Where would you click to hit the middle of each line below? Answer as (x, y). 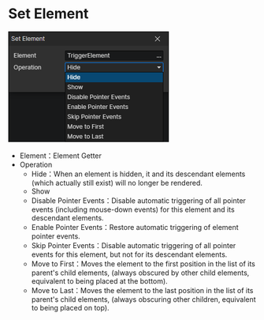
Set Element (48, 14)
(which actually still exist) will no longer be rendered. (117, 183)
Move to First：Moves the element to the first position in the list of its (143, 264)
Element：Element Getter (61, 156)
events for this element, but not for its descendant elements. (129, 254)
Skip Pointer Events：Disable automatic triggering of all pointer (134, 245)
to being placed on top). (70, 307)
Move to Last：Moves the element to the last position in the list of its (142, 290)
